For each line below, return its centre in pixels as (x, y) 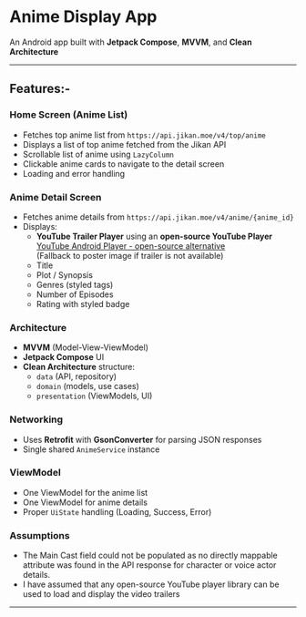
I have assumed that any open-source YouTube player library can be (151, 584)
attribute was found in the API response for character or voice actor (149, 565)
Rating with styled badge (83, 303)
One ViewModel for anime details (85, 502)
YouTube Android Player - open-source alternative (131, 246)
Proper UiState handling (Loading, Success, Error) (117, 511)
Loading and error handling (74, 173)
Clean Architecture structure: (78, 367)
